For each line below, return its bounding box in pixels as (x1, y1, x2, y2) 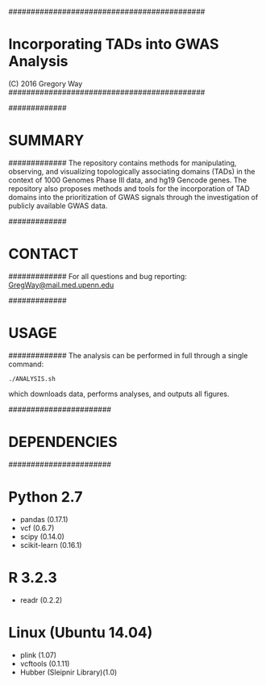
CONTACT (8, 245, 79, 263)
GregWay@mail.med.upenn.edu (8, 280, 114, 290)
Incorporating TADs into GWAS (8, 36, 219, 53)
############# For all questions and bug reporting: (8, 271, 187, 281)
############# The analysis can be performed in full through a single (8, 350, 248, 360)
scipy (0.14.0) (19, 532, 64, 541)
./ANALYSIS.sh (8, 374, 56, 382)
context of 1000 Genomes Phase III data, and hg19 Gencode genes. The (8, 175, 247, 185)
